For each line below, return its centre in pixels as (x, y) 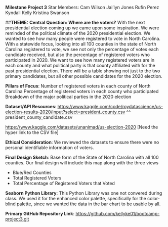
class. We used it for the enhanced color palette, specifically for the (76, 198)
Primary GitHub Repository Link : (40, 214)
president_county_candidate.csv (39, 117)
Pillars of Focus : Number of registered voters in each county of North (78, 86)
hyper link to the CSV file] (32, 132)
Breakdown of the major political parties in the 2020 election (68, 97)
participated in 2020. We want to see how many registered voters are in (80, 60)
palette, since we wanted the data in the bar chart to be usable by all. (89, 204)
